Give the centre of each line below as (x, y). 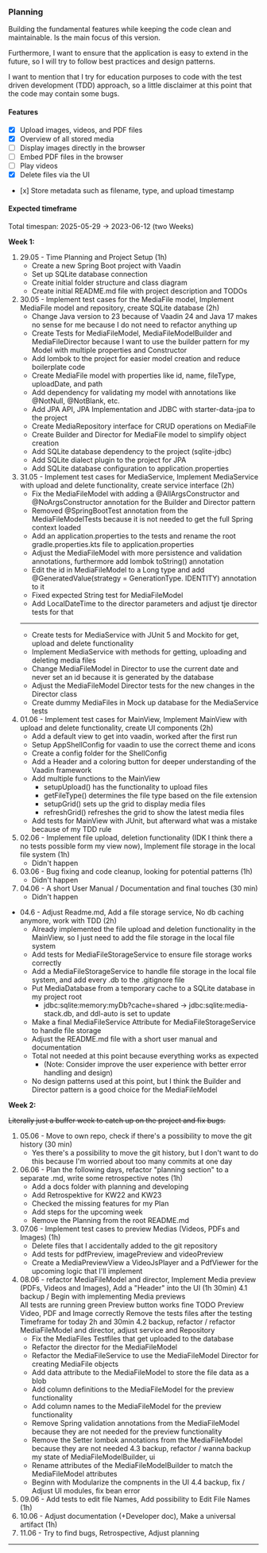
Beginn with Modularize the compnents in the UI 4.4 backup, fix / (138, 1482)
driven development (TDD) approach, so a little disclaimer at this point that (130, 85)
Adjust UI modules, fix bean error (86, 1491)
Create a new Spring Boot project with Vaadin (106, 266)
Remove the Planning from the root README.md (110, 1221)
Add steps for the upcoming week (87, 1212)
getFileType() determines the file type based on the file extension (150, 796)
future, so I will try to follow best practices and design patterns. (112, 61)
